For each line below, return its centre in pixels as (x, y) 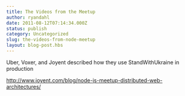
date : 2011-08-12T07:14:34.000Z (47, 23)
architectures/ (24, 86)
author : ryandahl (28, 17)
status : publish (27, 28)
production (20, 68)
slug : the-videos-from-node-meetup (51, 40)
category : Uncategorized (37, 34)
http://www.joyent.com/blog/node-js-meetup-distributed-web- (84, 80)
